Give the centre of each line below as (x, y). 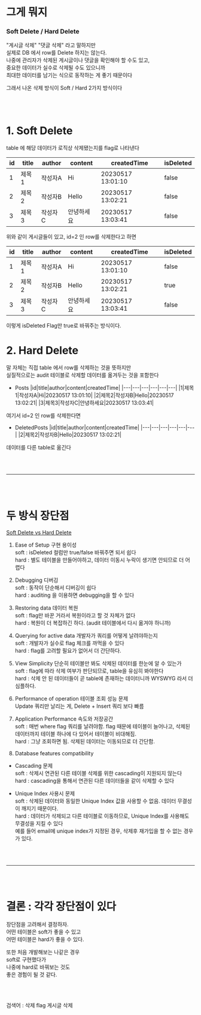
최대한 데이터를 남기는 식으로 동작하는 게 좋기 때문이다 (69, 75)
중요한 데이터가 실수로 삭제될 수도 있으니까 (56, 68)
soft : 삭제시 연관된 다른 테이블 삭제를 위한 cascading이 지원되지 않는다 (98, 773)
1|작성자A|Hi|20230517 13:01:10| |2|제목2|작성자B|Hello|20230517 (94, 395)
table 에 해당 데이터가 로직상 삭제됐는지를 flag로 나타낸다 (73, 148)
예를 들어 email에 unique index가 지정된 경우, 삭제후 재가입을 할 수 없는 (98, 831)
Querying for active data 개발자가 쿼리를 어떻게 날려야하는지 (86, 636)
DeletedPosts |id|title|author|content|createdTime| (77, 428)
